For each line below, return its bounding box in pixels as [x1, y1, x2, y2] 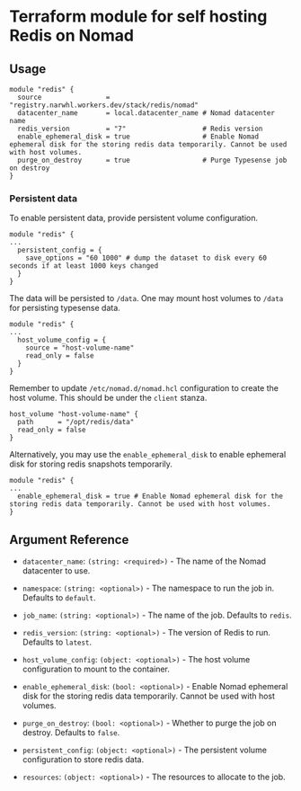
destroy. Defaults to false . [22, 727, 120, 738]
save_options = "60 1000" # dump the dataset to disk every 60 [25, 253, 268, 262]
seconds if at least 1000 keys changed [9, 262, 159, 271]
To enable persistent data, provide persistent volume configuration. [9, 213, 259, 224]
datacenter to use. [22, 565, 91, 576]
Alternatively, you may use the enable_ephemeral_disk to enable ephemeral [9, 449, 287, 460]
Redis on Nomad [9, 25, 135, 46]
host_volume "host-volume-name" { [9, 410, 139, 419]
